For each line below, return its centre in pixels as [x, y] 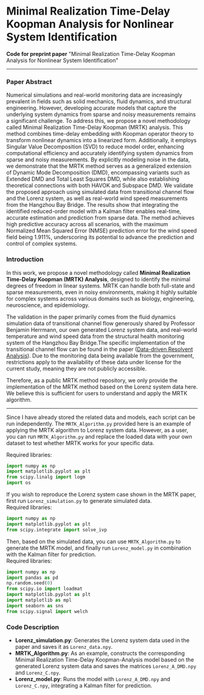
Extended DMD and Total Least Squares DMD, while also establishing [93, 179]
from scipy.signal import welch [47, 611]
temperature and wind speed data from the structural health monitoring [95, 336]
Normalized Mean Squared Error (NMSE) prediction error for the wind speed [102, 231]
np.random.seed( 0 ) [29, 583]
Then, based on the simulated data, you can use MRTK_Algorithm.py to [93, 541]
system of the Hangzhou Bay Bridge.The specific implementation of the [96, 342]
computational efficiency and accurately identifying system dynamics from [100, 153]
